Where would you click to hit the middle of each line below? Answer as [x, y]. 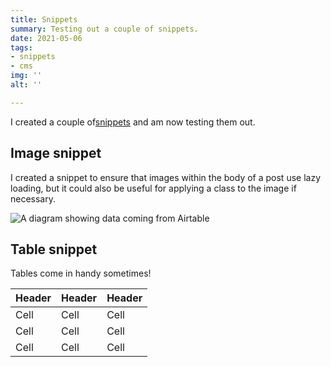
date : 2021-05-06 [46, 38]
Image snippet [56, 153]
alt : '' [26, 85]
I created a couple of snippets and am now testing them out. [133, 122]
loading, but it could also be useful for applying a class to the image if [153, 188]
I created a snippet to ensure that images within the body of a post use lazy [166, 177]
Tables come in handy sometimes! [81, 273]
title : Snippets [44, 19]
